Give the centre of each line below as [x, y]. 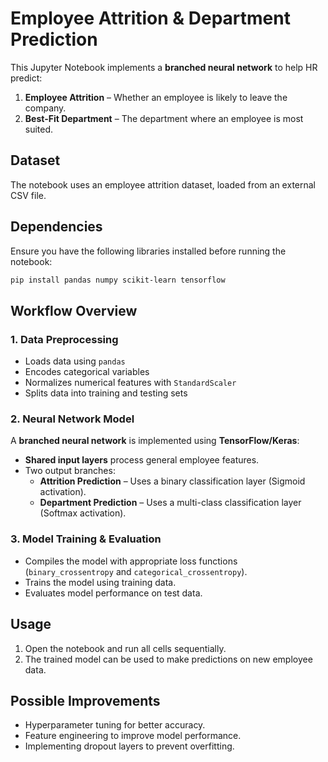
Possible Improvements [85, 700]
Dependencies [56, 227]
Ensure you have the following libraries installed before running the [148, 251]
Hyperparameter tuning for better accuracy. [115, 725]
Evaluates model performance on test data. [113, 593]
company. [45, 108]
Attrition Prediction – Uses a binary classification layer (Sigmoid [172, 481]
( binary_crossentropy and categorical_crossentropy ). [136, 571]
